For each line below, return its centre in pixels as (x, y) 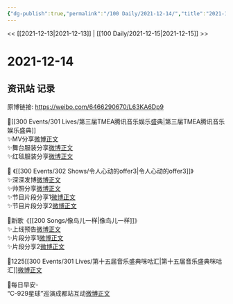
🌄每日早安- (23, 285)
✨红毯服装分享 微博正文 (40, 156)
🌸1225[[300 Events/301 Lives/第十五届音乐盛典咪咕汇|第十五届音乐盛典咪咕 (115, 261)
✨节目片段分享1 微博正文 (42, 197)
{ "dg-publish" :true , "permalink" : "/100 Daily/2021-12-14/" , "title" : (107, 14)
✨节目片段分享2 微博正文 (42, 205)
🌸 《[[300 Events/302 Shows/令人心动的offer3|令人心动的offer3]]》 (101, 171)
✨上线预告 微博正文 (34, 229)
